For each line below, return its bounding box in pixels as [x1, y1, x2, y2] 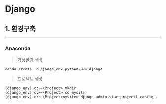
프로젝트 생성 [17, 76, 43, 82]
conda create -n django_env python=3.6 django [5, 67, 103, 72]
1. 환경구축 [5, 24, 36, 33]
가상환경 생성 [17, 57, 43, 63]
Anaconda [5, 45, 31, 52]
